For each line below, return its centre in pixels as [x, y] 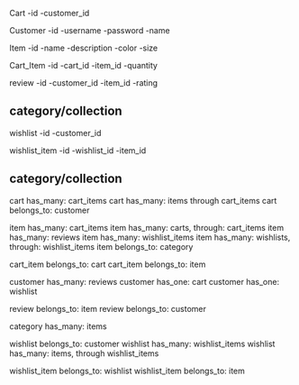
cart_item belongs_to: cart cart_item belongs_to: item [108, 264]
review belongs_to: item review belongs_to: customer [108, 308]
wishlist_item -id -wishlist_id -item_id [78, 150]
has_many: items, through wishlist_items [84, 353]
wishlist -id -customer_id [55, 133]
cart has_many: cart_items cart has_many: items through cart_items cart [143, 200]
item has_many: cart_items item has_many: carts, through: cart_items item [147, 227]
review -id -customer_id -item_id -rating [84, 83]
